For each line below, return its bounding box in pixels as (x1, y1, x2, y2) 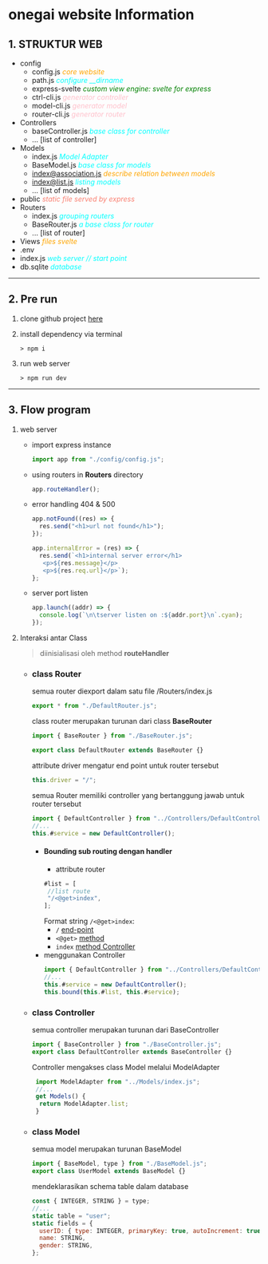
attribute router (55, 864, 105, 874)
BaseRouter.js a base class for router (31, 219, 154, 229)
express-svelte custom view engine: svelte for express (31, 84, 211, 93)
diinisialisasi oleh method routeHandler (39, 649, 170, 658)
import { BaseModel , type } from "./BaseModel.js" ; (31, 1159, 207, 1168)
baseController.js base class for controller (31, 126, 170, 136)
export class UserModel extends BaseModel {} (31, 1167, 186, 1175)
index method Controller (55, 942, 136, 951)
